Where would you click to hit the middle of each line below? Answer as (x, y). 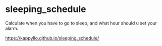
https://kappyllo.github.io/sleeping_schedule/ (52, 38)
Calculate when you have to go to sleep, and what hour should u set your (81, 23)
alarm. (12, 28)
